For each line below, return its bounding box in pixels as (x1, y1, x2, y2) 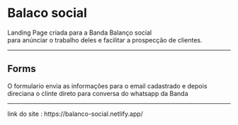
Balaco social (7, 5, 87, 21)
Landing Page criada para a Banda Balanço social (7, 28, 152, 37)
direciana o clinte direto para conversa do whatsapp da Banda (7, 89, 189, 97)
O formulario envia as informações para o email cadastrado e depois (7, 81, 208, 90)
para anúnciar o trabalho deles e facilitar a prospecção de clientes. (7, 35, 203, 44)
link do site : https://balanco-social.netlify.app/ (7, 109, 144, 118)
